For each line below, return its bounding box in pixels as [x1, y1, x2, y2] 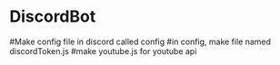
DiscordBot [9, 6, 96, 27]
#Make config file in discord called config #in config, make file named [9, 36, 271, 47]
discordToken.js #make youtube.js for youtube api [9, 45, 197, 56]
